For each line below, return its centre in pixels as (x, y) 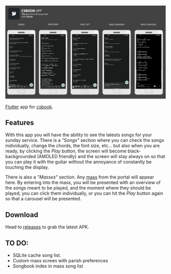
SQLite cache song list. (37, 255)
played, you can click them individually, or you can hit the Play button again (84, 193)
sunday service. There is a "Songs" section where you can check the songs (85, 140)
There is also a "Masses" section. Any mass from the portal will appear (80, 177)
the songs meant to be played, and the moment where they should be (78, 188)
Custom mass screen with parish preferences (60, 261)
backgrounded (21, 157)
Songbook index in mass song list (48, 266)
